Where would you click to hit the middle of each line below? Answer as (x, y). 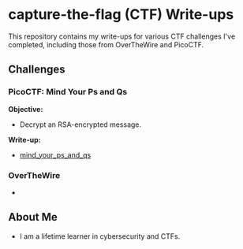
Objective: (26, 109)
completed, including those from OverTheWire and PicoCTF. (106, 44)
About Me (33, 217)
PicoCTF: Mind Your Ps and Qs (68, 92)
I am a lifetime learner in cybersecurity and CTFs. (100, 236)
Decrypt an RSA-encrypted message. (80, 124)
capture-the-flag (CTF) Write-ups (121, 15)
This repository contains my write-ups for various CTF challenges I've (122, 36)
